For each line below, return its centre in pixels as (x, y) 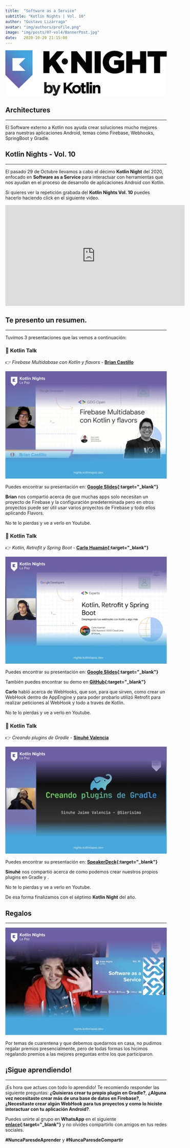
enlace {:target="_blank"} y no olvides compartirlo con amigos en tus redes (86, 1124)
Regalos (18, 913)
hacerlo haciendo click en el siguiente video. (52, 198)
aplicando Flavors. (25, 513)
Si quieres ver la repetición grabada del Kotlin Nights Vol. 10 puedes (78, 192)
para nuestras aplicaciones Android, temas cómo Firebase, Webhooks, (80, 133)
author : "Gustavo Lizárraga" (36, 22)
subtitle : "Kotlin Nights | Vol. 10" (46, 16)
